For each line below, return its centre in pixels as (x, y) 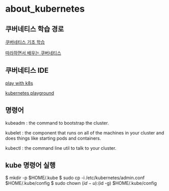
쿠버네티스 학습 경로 (35, 29)
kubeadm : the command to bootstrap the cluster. (57, 123)
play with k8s (19, 83)
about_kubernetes (45, 9)
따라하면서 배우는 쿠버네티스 (33, 53)
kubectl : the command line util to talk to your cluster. (61, 148)
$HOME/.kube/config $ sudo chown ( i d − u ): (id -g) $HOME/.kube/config (81, 183)
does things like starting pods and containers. (53, 138)
